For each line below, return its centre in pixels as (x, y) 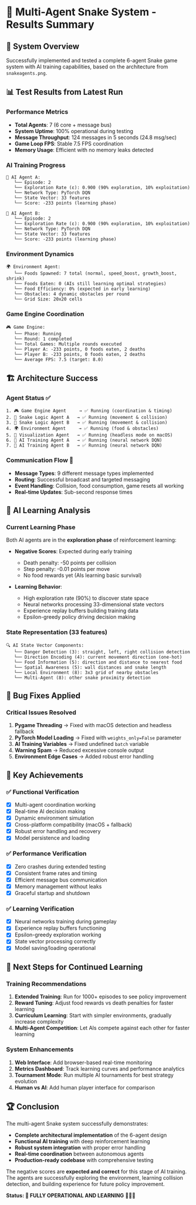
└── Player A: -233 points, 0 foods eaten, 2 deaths (80, 349)
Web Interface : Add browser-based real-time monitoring (83, 1062)
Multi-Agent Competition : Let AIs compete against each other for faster (102, 1028)
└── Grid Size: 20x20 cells (48, 299)
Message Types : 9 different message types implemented (84, 473)
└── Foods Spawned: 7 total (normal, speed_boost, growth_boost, (95, 273)
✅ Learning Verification (40, 909)
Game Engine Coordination (45, 314)
